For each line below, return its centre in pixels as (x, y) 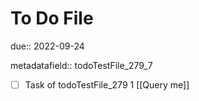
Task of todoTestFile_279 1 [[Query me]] (107, 84)
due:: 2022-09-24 (47, 46)
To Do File (52, 18)
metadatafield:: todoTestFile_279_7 (81, 65)
